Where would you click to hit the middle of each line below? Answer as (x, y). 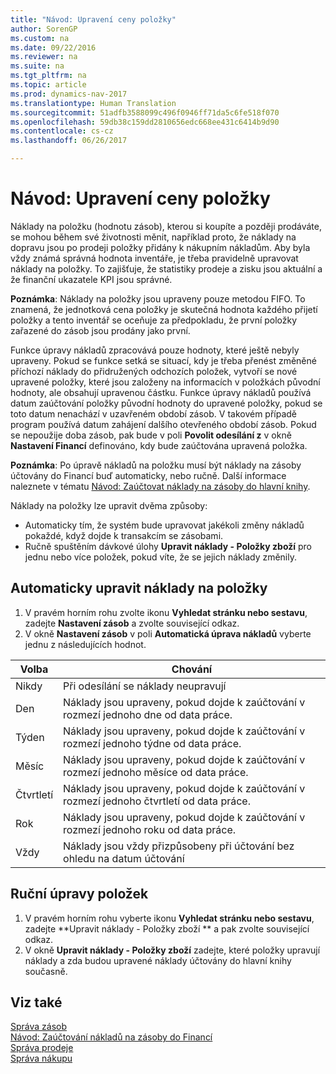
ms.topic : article (48, 85)
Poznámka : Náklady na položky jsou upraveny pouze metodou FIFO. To (158, 298)
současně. (46, 971)
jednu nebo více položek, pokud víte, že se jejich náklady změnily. (161, 557)
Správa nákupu (41, 1058)
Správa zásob (39, 1027)
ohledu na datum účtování (124, 858)
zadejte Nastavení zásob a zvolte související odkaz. (132, 623)
